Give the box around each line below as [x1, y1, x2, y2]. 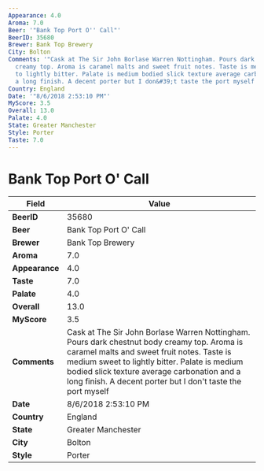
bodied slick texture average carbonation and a [66, 366, 241, 377]
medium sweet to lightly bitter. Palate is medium [66, 356, 244, 367]
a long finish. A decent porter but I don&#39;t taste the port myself [15, 77, 255, 85]
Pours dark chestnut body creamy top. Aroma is [66, 336, 244, 347]
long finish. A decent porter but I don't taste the [66, 376, 242, 387]
